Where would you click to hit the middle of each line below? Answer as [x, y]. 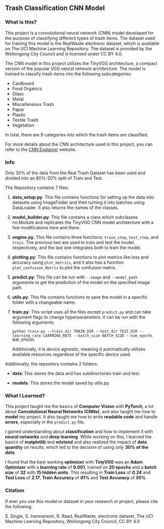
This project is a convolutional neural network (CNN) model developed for [80, 33]
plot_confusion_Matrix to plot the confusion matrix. [64, 267]
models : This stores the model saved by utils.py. [61, 383]
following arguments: [33, 322]
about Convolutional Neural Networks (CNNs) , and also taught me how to [80, 412]
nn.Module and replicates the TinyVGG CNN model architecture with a [83, 222]
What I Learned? [25, 396]
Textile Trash [25, 120]
